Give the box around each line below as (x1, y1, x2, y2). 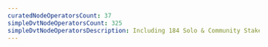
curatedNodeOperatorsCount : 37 (7, 11, 112, 20)
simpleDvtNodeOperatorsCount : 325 (7, 19, 123, 27)
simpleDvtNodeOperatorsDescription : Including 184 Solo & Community (7, 26, 241, 34)
